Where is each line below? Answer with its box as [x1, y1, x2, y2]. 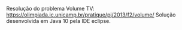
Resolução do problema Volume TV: [6, 5, 95, 12]
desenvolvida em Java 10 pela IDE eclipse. [6, 18, 111, 24]
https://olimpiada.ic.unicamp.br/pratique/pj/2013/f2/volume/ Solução [6, 11, 176, 18]
